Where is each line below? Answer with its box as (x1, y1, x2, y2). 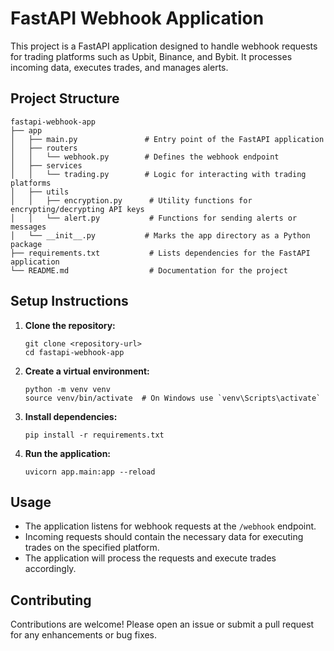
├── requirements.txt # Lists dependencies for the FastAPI (10, 248, 311, 258)
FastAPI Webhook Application (10, 7, 265, 30)
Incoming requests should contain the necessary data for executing (24, 531, 304, 543)
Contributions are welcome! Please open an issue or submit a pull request (10, 618, 315, 631)
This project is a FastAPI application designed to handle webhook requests (10, 40, 318, 52)
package (10, 239, 43, 249)
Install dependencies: (24, 410, 118, 422)
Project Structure (10, 90, 120, 107)
